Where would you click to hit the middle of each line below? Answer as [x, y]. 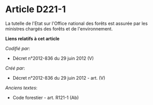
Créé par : [15, 68]
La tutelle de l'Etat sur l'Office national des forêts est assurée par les [76, 23]
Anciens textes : [22, 88]
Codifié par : [18, 48]
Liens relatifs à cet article [32, 39]
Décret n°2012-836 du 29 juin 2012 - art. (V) [59, 78]
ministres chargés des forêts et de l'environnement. [59, 28]
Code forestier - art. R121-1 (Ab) [46, 97]
